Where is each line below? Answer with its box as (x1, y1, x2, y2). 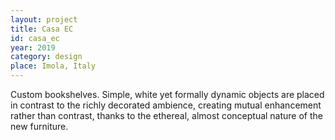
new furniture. (10, 121, 69, 132)
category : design (10, 52, 83, 62)
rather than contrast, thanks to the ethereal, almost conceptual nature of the (10, 110, 324, 121)
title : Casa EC (10, 24, 74, 34)
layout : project (10, 14, 78, 25)
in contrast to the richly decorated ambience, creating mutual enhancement (10, 99, 322, 111)
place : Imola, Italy (10, 61, 97, 71)
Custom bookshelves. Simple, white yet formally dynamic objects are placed (10, 89, 325, 100)
